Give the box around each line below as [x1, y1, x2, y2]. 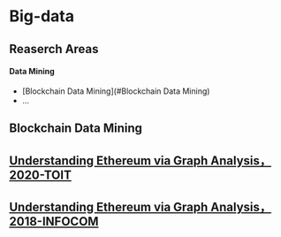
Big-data [9, 6, 75, 27]
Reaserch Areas [9, 42, 99, 57]
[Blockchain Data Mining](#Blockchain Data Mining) [21, 86, 210, 96]
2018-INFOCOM [9, 214, 99, 229]
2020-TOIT [9, 167, 72, 182]
